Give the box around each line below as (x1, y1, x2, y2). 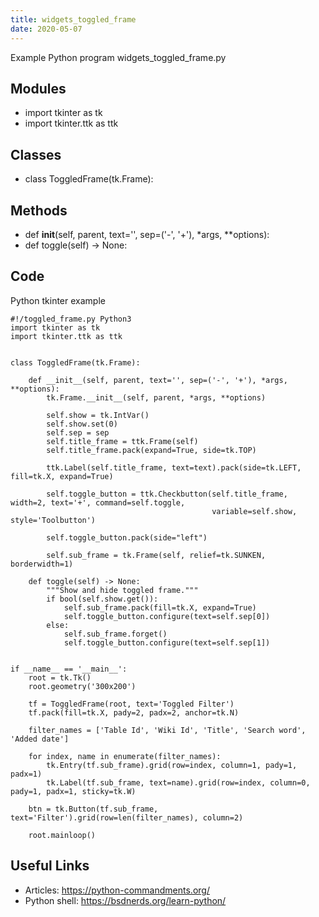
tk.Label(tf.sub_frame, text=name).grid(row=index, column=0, (46, 777, 311, 788)
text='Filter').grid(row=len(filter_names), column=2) (10, 812, 244, 823)
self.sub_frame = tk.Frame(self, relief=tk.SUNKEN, (46, 550, 267, 560)
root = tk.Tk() (28, 672, 92, 683)
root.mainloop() (28, 830, 97, 840)
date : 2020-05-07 (10, 24, 83, 34)
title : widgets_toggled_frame (10, 14, 137, 25)
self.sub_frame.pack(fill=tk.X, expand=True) (63, 602, 257, 613)
